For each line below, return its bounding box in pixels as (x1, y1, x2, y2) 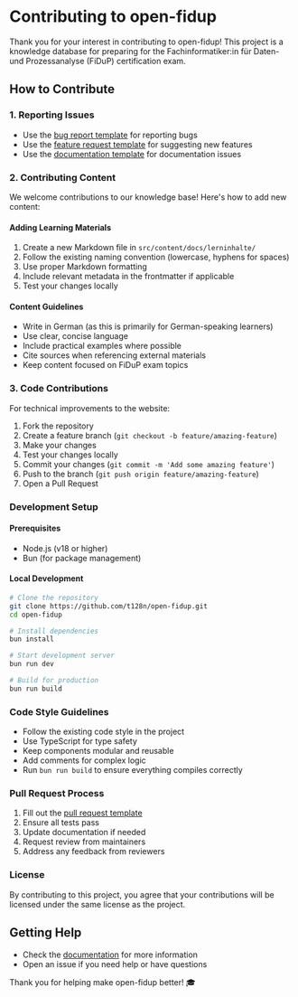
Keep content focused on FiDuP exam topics (22, 360, 189, 371)
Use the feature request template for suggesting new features (22, 138, 253, 150)
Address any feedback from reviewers (22, 846, 165, 857)
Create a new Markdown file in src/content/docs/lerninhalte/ (22, 242, 256, 253)
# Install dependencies (9, 626, 99, 635)
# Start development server (9, 651, 116, 661)
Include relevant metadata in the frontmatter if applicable (22, 271, 235, 282)
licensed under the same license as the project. (9, 898, 186, 909)
